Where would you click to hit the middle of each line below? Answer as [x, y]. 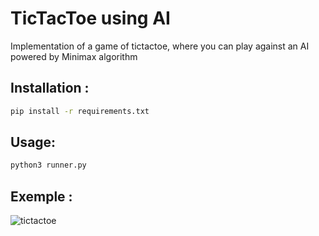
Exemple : [41, 196]
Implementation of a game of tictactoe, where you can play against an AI [160, 46]
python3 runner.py [48, 165]
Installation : [50, 88]
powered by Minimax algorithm [74, 56]
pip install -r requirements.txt [80, 111]
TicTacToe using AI [90, 18]
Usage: [33, 142]
